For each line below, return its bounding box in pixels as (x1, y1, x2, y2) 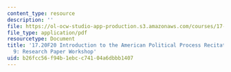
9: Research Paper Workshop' (13, 49, 97, 56)
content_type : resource (7, 10, 76, 17)
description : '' (7, 16, 54, 23)
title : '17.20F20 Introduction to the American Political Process (7, 42, 201, 49)
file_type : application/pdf (7, 29, 88, 36)
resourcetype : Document (7, 36, 76, 43)
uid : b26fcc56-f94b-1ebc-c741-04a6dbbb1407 (7, 55, 134, 62)
